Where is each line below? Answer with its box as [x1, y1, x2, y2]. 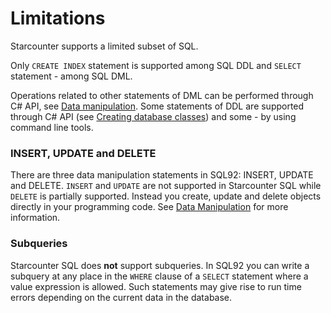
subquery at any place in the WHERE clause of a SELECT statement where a [10, 270, 309, 282]
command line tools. [10, 121, 94, 133]
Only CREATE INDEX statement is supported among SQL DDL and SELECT [10, 59, 302, 71]
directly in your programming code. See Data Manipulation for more [10, 201, 289, 213]
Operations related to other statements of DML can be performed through [10, 89, 314, 101]
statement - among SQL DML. [10, 70, 133, 82]
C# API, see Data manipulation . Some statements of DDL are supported [10, 100, 305, 112]
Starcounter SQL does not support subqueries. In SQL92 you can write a [10, 259, 310, 271]
